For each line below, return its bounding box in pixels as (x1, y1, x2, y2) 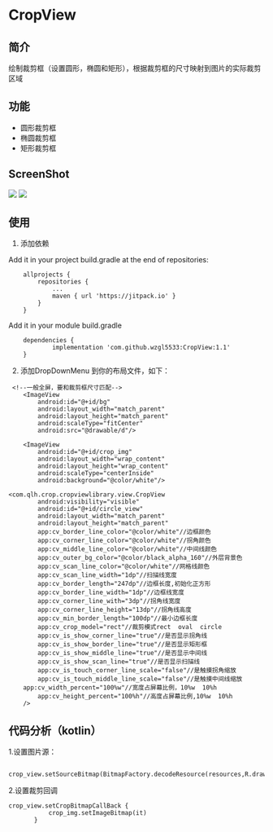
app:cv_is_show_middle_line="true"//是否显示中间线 (37, 649, 208, 658)
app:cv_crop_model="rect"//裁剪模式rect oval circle (37, 623, 222, 632)
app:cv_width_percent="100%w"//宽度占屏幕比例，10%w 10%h (23, 684, 218, 692)
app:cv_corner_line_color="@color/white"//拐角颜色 (37, 536, 211, 545)
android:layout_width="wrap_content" (37, 455, 165, 464)
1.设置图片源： (8, 747, 57, 757)
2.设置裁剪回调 (8, 786, 58, 795)
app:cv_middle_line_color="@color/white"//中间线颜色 (37, 545, 218, 553)
